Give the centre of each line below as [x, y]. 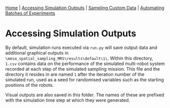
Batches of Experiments [30, 13]
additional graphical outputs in [37, 52]
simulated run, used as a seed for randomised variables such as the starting [84, 79]
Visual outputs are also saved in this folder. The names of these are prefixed [85, 95]
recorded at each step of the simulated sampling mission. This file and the [83, 69]
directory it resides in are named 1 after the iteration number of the [75, 74]
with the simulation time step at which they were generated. [68, 100]
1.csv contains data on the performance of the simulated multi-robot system [85, 64]
